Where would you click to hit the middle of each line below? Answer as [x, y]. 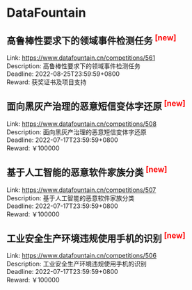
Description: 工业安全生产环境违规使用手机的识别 [77, 264]
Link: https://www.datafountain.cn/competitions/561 [81, 58]
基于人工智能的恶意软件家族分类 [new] [87, 172]
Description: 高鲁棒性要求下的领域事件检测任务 [73, 66]
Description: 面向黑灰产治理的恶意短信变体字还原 [77, 132]
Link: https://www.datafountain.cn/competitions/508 [82, 124]
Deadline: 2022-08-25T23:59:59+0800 [63, 74]
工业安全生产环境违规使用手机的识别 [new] [96, 238]
